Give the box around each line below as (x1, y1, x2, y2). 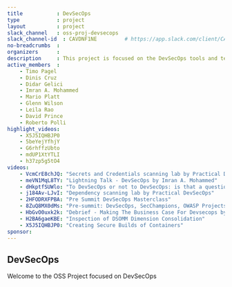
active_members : (7, 61, 60, 68)
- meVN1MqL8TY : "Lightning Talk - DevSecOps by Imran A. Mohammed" (19, 177, 217, 184)
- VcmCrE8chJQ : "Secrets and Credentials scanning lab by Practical (19, 170, 221, 177)
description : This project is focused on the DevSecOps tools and (7, 55, 217, 62)
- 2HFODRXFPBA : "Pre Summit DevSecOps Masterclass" (19, 196, 171, 204)
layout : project (7, 23, 85, 30)
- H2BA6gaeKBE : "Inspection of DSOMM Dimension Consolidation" (19, 215, 206, 222)
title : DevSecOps (7, 10, 91, 17)
